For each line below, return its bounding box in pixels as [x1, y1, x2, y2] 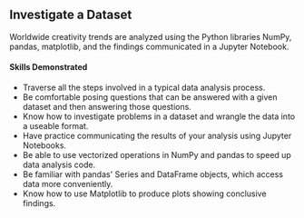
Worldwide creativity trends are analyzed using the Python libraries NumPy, [9, 31, 292, 42]
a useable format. [22, 121, 89, 132]
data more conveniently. [22, 179, 113, 190]
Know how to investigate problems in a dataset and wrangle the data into [22, 111, 296, 122]
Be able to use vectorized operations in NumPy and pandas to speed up [22, 150, 292, 161]
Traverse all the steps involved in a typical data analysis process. [22, 82, 266, 94]
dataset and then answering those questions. [22, 102, 192, 113]
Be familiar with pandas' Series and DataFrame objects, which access [22, 169, 284, 180]
